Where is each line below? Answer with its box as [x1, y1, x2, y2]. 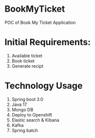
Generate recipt [11, 63, 44, 69]
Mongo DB [11, 106, 34, 113]
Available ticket [11, 53, 43, 59]
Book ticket [11, 58, 35, 64]
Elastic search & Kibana [11, 117, 60, 123]
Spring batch [11, 127, 38, 133]
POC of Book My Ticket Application [4, 20, 76, 25]
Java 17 [11, 101, 27, 107]
